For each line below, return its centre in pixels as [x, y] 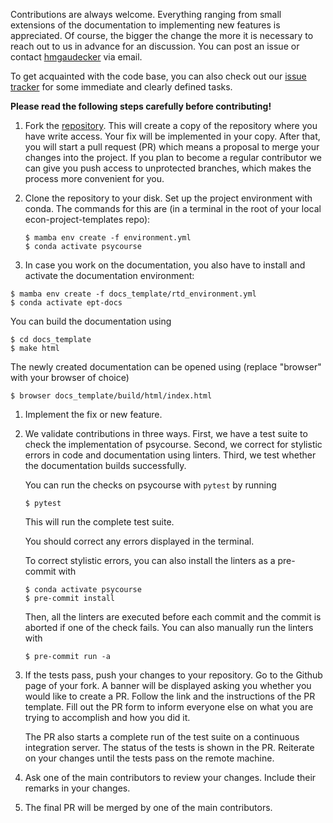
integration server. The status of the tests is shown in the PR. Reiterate [169, 747]
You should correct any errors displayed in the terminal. [139, 541]
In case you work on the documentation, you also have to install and [165, 265]
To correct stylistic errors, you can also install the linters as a [150, 560]
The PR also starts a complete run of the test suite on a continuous [162, 737]
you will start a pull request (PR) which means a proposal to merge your [172, 147]
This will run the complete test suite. [99, 522]
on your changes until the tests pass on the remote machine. [149, 758]
